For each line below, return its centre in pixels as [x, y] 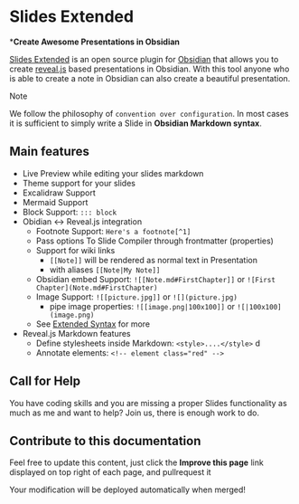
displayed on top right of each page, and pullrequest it [110, 472]
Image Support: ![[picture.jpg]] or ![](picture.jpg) [136, 297]
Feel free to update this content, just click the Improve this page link [136, 462]
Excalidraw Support [59, 193]
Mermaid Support [55, 202]
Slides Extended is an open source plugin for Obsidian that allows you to [144, 59]
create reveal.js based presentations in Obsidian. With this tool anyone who [149, 69]
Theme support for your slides [79, 183]
